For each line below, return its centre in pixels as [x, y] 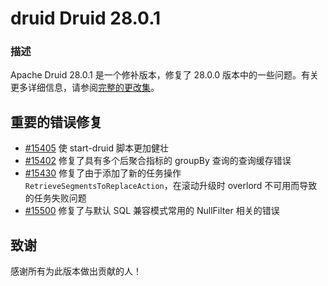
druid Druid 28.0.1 [86, 18]
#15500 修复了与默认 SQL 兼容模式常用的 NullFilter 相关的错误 [152, 211]
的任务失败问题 [55, 198]
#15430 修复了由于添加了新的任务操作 [103, 173]
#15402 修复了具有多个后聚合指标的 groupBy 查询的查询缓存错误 [158, 161]
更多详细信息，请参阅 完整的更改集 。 [85, 88]
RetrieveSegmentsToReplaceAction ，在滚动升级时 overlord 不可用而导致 [171, 186]
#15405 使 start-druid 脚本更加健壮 [96, 148]
